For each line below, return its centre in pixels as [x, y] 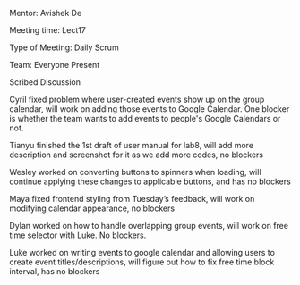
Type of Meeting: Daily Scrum [64, 47]
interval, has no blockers [55, 271]
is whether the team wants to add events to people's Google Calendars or [145, 118]
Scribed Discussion [45, 82]
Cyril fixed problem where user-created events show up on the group [137, 99]
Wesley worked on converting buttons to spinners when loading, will [135, 172]
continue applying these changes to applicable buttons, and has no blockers [150, 181]
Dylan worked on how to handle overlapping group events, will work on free [149, 226]
